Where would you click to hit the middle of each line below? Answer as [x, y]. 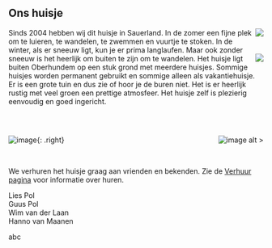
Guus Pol [23, 204]
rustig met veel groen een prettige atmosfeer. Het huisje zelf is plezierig [127, 93]
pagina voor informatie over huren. [66, 179]
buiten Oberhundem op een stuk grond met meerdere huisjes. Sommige [128, 67]
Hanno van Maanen [41, 221]
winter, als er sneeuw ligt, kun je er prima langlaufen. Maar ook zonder [126, 50]
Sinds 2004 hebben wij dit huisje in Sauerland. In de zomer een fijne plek [130, 32]
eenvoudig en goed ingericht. [57, 101]
